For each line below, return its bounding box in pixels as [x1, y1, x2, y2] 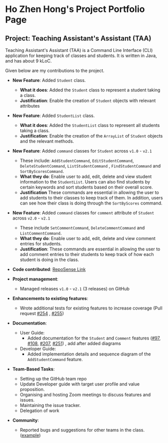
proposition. [19, 386, 45, 392]
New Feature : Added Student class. [12, 77, 86, 83]
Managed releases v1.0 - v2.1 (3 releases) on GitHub [19, 286, 130, 291]
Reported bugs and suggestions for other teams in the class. [19, 427, 145, 433]
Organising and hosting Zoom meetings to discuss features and [19, 391, 151, 397]
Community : [12, 417, 39, 423]
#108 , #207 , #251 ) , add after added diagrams [27, 340, 121, 346]
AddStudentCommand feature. [27, 356, 83, 362]
